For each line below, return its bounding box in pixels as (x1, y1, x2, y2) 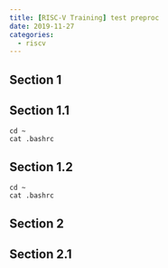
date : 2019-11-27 (9, 22, 75, 31)
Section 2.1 (9, 246, 72, 263)
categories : (9, 30, 54, 39)
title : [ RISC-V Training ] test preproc (9, 13, 160, 23)
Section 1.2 (9, 159, 74, 175)
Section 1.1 (9, 103, 70, 119)
